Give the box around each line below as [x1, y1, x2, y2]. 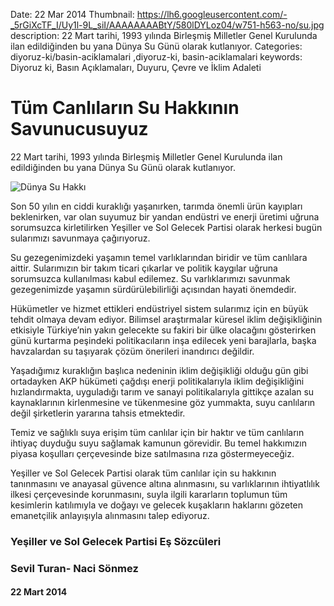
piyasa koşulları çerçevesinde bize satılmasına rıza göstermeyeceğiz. [10, 447, 295, 459]
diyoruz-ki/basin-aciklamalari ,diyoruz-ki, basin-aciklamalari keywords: [10, 51, 303, 63]
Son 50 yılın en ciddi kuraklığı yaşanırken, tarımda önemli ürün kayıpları [10, 200, 303, 212]
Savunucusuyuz [10, 118, 149, 141]
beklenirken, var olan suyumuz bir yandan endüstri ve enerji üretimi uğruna [10, 210, 320, 223]
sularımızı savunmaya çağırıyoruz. [10, 232, 151, 244]
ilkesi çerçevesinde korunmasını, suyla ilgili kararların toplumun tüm [10, 488, 288, 500]
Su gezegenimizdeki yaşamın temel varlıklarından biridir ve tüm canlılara [10, 251, 308, 263]
